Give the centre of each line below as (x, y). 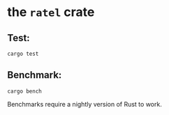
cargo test (23, 54)
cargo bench (24, 91)
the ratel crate (51, 12)
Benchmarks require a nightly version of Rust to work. (84, 104)
